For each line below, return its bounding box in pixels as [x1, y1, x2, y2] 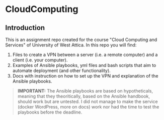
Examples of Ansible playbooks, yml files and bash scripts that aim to [12, 62, 156, 68]
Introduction [5, 23, 45, 32]
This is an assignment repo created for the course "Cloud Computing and [5, 36, 157, 42]
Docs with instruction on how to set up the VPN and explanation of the [12, 73, 158, 78]
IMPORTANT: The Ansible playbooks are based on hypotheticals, [17, 88, 153, 93]
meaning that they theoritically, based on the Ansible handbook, [17, 93, 150, 99]
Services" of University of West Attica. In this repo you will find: [5, 42, 137, 48]
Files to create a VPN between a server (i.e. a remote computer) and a [12, 51, 158, 57]
